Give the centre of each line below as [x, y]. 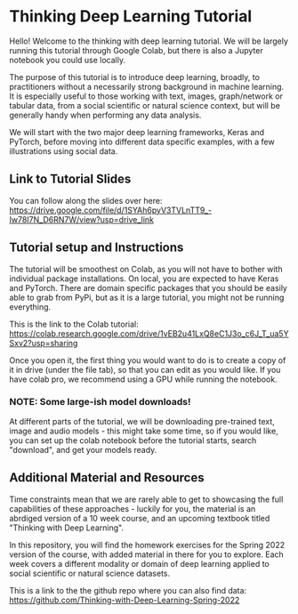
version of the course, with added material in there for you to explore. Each [147, 554]
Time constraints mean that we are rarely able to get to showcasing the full [146, 499]
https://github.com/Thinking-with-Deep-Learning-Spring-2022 [125, 600]
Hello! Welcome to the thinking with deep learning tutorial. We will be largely [149, 41]
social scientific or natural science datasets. [90, 573]
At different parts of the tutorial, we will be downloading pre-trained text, [142, 421]
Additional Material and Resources [107, 478]
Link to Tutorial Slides [70, 179]
